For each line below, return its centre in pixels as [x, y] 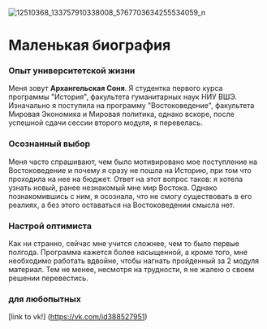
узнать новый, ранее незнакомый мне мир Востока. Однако [113, 188]
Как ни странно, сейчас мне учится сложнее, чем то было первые [124, 244]
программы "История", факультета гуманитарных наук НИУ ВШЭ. [123, 97]
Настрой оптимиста [50, 226]
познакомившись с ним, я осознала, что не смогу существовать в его [130, 196]
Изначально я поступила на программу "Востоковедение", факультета [131, 106]
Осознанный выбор [50, 144]
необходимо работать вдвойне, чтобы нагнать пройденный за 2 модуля [134, 261]
